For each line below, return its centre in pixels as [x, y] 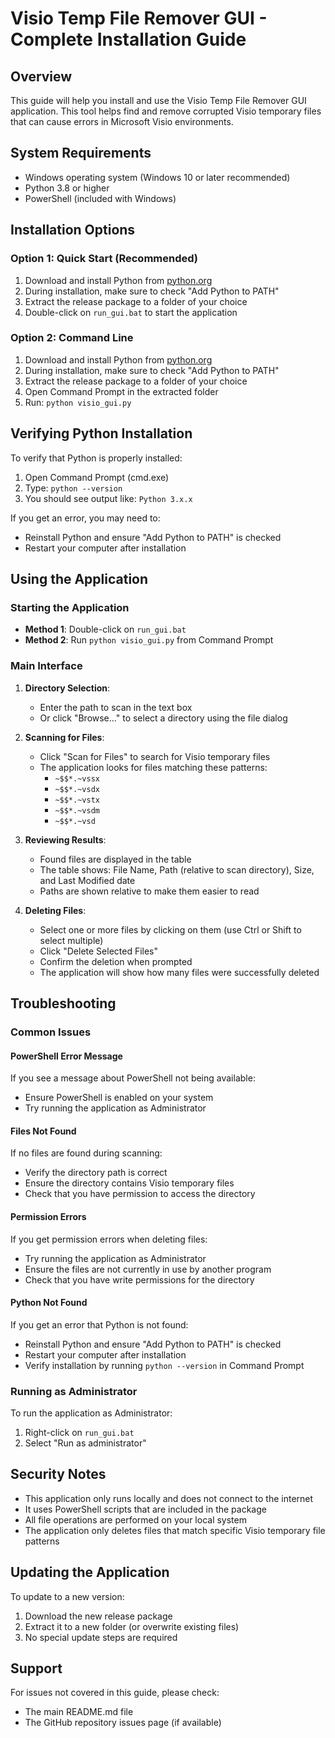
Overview [41, 76]
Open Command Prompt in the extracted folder [121, 391]
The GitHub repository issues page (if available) [123, 1723]
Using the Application [79, 579]
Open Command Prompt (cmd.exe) [97, 477]
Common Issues [51, 1032]
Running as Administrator [74, 1391]
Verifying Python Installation [101, 433]
